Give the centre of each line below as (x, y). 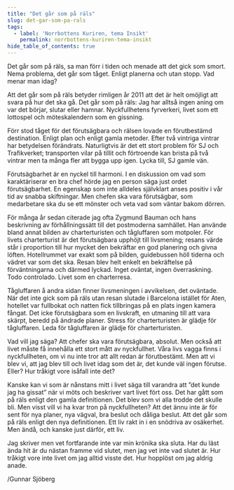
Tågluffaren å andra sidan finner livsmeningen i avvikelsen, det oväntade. (113, 291)
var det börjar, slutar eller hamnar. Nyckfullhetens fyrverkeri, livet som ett (113, 110)
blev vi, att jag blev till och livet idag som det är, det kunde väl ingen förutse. (117, 364)
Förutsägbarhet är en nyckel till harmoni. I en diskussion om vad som (106, 174)
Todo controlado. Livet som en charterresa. (70, 277)
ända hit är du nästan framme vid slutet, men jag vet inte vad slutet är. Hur (114, 450)
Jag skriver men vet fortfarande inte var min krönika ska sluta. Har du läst (113, 443)
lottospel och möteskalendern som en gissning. (76, 117)
